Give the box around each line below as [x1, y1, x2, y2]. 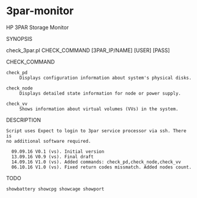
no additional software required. [6, 138, 92, 144]
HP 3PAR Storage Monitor [6, 24, 69, 31]
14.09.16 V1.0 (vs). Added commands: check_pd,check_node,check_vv [11, 159, 182, 165]
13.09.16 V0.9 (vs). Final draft [11, 154, 94, 159]
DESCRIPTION [6, 116, 41, 123]
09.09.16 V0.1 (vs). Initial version [11, 148, 105, 155]
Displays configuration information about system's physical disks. [19, 75, 192, 81]
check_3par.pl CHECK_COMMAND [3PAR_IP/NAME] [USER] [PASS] [6, 46, 170, 54]
